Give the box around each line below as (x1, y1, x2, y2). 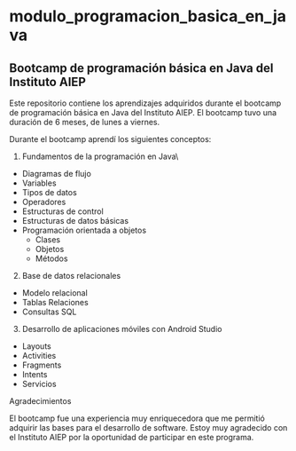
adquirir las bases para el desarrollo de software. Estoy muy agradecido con (9, 423, 288, 432)
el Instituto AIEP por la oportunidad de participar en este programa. (9, 432, 254, 442)
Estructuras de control (21, 206, 104, 217)
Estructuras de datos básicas (21, 216, 129, 225)
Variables (21, 178, 57, 188)
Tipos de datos (21, 187, 77, 197)
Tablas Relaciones (21, 297, 89, 307)
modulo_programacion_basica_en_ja (9, 6, 286, 27)
